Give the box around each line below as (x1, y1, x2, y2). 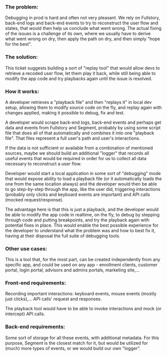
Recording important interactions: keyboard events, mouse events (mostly (5, 291, 157, 297)
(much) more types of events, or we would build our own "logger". (5, 345, 141, 351)
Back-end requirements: (5, 323, 66, 330)
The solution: (5, 54, 38, 61)
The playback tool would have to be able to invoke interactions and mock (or (5, 306, 162, 312)
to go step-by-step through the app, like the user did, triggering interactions (5, 186, 161, 192)
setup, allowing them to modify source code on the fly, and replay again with (5, 104, 162, 110)
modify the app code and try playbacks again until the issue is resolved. (5, 76, 153, 82)
